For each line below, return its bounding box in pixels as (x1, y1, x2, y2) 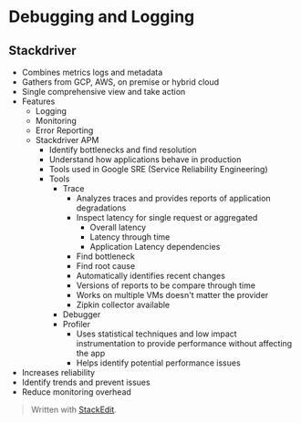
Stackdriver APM (35, 135, 99, 145)
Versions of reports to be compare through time (76, 280, 256, 291)
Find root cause (76, 261, 136, 271)
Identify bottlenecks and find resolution (48, 144, 197, 155)
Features (21, 96, 56, 107)
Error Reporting (35, 125, 94, 136)
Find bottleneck (76, 251, 136, 262)
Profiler (62, 319, 90, 329)
